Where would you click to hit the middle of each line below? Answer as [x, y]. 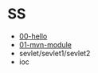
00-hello [33, 36]
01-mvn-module [45, 44]
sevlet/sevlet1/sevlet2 [55, 53]
